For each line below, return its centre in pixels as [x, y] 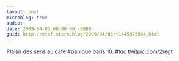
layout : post [23, 12]
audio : [15, 23]
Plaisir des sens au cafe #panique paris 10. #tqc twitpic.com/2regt [89, 51]
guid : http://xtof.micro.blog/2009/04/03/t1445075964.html [83, 34]
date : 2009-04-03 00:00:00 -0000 [49, 29]
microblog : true [27, 18]
